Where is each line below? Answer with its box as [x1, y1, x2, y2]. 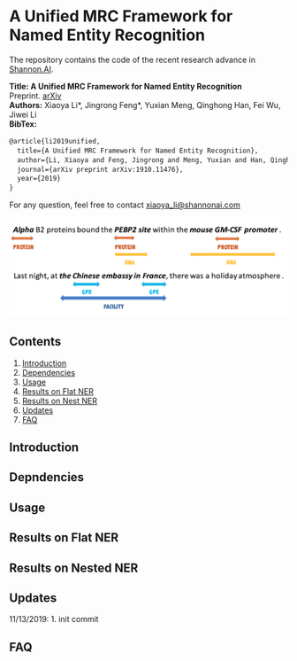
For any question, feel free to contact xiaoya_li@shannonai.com [9, 199, 240, 210]
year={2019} [17, 175, 62, 183]
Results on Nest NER [21, 395, 97, 406]
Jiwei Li [9, 109, 37, 120]
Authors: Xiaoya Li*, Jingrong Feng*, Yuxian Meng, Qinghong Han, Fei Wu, [9, 99, 281, 110]
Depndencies [9, 470, 85, 485]
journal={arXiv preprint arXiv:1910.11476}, [17, 165, 184, 174]
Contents [9, 334, 62, 349]
